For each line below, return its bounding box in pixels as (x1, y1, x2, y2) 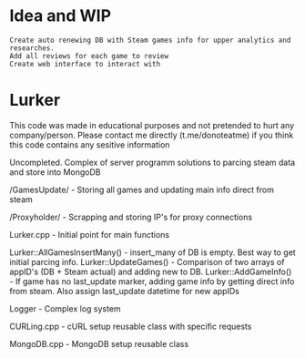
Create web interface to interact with (9, 59, 161, 68)
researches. (9, 43, 55, 53)
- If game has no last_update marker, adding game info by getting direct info (9, 275, 295, 287)
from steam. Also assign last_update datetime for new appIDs (9, 285, 239, 296)
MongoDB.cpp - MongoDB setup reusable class (9, 338, 189, 349)
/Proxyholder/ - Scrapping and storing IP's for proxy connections (9, 211, 253, 222)
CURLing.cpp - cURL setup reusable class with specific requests (9, 321, 252, 332)
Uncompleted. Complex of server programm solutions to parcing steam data (9, 157, 296, 168)
